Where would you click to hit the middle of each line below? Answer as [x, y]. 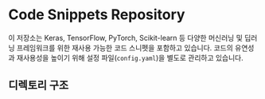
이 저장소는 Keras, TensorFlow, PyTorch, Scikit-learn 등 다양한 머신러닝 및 [125, 38]
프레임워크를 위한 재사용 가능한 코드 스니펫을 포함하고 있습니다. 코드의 [125, 48]
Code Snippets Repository [97, 15]
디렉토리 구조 [39, 85]
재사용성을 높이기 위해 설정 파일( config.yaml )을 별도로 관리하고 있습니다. [130, 57]
